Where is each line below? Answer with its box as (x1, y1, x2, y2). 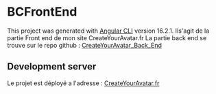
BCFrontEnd (7, 4, 77, 20)
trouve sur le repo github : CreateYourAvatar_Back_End (7, 41, 163, 49)
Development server (7, 61, 97, 72)
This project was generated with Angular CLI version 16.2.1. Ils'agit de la (7, 27, 210, 35)
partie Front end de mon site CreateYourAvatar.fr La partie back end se (7, 33, 207, 42)
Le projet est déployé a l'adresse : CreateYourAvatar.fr (7, 79, 160, 87)
